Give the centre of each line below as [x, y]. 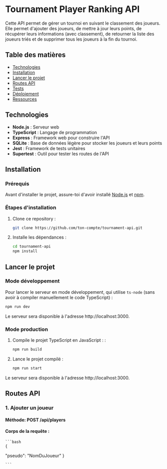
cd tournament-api [31, 247]
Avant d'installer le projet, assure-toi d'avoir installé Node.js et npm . [75, 195]
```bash [13, 442]
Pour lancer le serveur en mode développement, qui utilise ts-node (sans [80, 292]
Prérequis [17, 183]
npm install [25, 251]
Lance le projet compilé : [38, 359]
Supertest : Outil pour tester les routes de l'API [60, 154]
